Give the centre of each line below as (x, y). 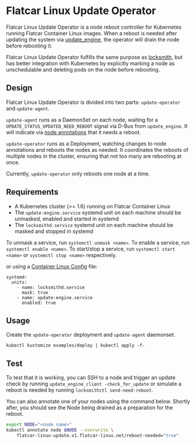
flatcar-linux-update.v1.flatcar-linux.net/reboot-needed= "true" (98, 435)
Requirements (32, 192)
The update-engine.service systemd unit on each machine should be (98, 212)
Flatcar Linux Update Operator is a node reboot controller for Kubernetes (94, 27)
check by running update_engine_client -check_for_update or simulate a (94, 384)
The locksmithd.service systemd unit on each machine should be (94, 225)
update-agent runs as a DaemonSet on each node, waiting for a (82, 120)
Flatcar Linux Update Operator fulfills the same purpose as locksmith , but (94, 57)
